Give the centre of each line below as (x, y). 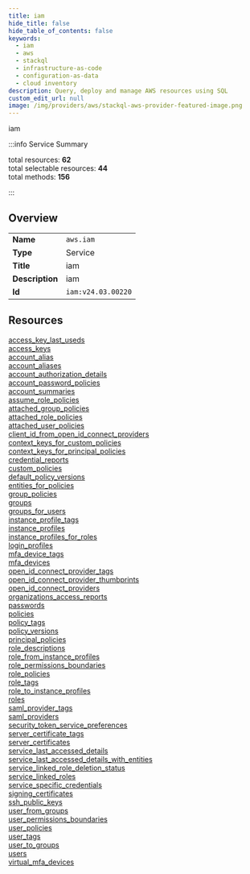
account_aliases (35, 365)
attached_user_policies (46, 425)
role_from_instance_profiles (54, 657)
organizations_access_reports (58, 596)
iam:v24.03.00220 (99, 292)
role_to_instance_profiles (49, 690)
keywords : (25, 38)
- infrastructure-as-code (59, 68)
